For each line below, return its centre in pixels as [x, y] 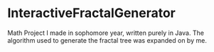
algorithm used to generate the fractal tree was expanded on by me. [107, 40]
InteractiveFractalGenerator [92, 13]
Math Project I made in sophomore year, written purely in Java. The [106, 33]
